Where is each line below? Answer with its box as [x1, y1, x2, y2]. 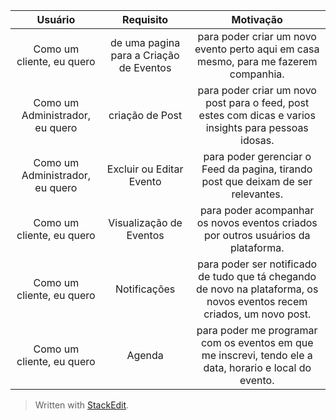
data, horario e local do [203, 361, 312, 374]
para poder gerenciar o [203, 150, 312, 163]
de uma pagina [109, 36, 181, 49]
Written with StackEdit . [34, 399, 130, 411]
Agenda [126, 349, 164, 362]
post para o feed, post [205, 96, 310, 109]
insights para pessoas [205, 121, 309, 134]
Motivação [231, 13, 283, 26]
